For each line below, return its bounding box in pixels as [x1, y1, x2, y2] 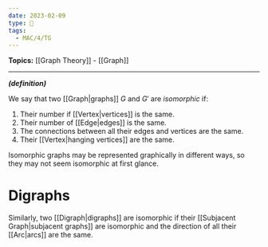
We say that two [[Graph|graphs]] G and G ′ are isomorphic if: [8, 94, 209, 104]
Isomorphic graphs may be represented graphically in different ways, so [8, 151, 245, 160]
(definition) [8, 79, 46, 88]
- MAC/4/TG [15, 33, 52, 42]
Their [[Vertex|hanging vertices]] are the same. [19, 135, 175, 144]
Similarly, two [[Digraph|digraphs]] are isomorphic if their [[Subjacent [8, 213, 236, 223]
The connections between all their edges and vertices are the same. [19, 127, 244, 136]
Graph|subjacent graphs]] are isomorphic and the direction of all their [8, 222, 237, 231]
